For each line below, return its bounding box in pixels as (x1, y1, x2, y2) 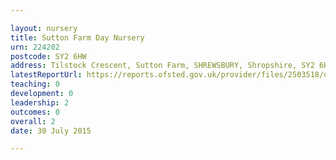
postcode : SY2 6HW (10, 51, 87, 61)
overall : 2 (10, 116, 56, 126)
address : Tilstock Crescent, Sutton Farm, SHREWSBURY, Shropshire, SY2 (10, 61, 315, 71)
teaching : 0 (10, 79, 60, 90)
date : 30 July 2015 (10, 126, 92, 136)
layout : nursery (10, 23, 78, 33)
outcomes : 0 (10, 107, 60, 117)
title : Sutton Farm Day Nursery (10, 32, 145, 43)
